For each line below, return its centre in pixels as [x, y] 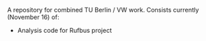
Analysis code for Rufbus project [65, 30]
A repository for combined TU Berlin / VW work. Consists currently [103, 10]
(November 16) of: [33, 17]
